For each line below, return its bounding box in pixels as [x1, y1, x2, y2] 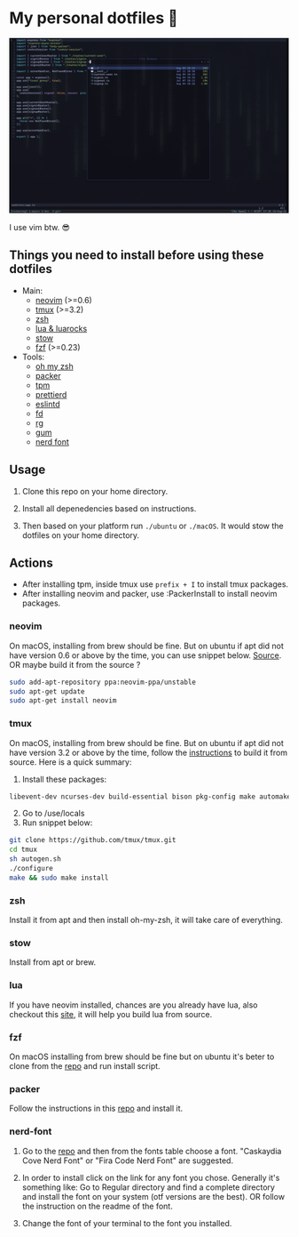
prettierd [35, 389, 67, 399]
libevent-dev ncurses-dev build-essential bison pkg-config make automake [9, 791, 292, 801]
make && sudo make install [9, 873, 109, 882]
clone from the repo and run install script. [9, 1061, 161, 1072]
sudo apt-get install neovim [9, 696, 117, 705]
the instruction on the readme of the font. [21, 1201, 173, 1211]
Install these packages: [21, 774, 107, 784]
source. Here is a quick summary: [9, 756, 132, 767]
